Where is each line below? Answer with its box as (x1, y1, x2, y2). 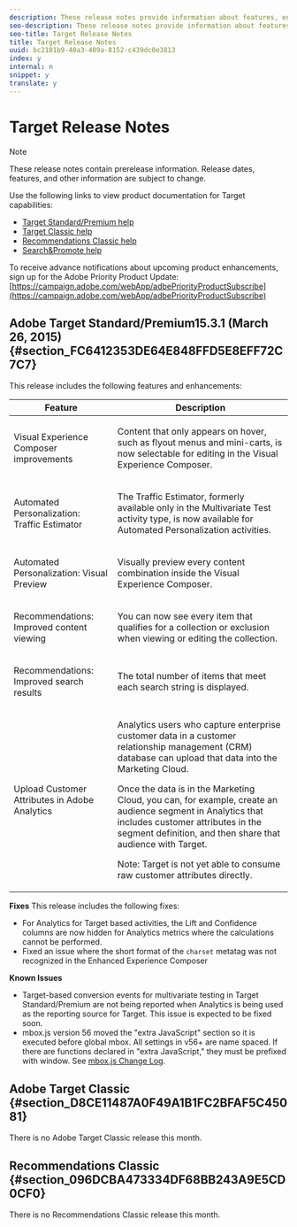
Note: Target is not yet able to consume (117, 858, 281, 870)
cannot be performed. (21, 937, 103, 947)
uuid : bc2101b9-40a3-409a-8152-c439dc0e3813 (9, 46, 176, 55)
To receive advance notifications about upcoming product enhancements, (9, 262, 278, 273)
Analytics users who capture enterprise (117, 719, 281, 731)
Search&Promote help (21, 244, 103, 255)
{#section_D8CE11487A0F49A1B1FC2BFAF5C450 (9, 1095, 288, 1110)
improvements (13, 453, 73, 466)
